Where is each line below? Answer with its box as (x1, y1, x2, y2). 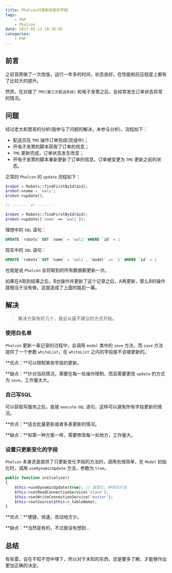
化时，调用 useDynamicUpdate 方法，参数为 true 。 (5, 465, 109, 471)
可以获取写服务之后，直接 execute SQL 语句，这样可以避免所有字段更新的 (5, 403, 158, 410)
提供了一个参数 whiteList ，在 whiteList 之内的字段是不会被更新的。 (5, 348, 149, 355)
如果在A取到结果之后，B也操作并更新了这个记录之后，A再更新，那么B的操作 (5, 278, 165, 284)
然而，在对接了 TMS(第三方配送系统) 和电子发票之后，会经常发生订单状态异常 (5, 88, 163, 95)
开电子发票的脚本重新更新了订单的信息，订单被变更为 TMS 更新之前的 (12, 156, 157, 162)
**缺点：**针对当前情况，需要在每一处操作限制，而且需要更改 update (5, 371, 150, 377)
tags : (5, 12, 17, 17)
